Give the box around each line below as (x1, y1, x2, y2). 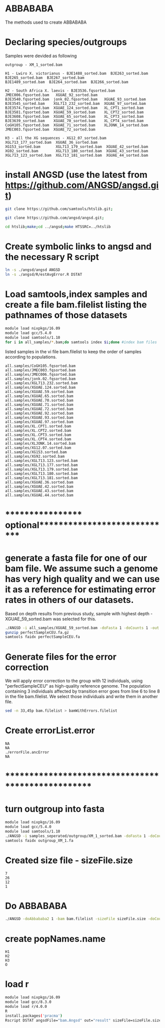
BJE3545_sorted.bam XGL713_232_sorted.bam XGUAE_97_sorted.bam (5, 101, 146, 106)
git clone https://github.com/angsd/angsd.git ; (5, 215, 105, 220)
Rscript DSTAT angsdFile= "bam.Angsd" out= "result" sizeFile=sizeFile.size (5, 1018, 162, 1023)
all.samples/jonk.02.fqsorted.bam (5, 376, 76, 381)
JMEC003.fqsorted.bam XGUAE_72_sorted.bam (5, 127, 96, 132)
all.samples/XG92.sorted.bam (5, 454, 65, 459)
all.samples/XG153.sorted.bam (5, 449, 67, 455)
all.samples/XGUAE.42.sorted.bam (5, 484, 74, 489)
